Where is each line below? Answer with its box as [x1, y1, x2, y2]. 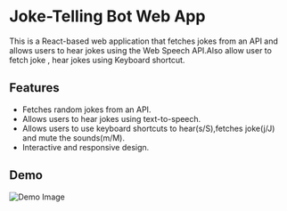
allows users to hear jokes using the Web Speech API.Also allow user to [9, 45, 272, 55]
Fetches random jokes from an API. [21, 104, 152, 115]
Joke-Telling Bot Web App [9, 6, 206, 27]
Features [9, 80, 60, 95]
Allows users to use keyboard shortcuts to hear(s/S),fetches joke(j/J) [21, 123, 275, 134]
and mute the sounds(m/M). [21, 132, 125, 143]
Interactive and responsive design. [21, 142, 150, 152]
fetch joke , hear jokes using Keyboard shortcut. [9, 54, 185, 65]
